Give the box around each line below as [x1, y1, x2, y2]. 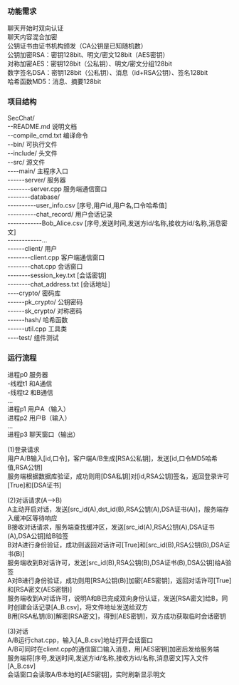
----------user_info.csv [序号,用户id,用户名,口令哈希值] [7, 201, 167, 210]
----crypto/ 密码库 [7, 289, 61, 297]
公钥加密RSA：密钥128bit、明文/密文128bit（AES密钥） [7, 51, 169, 59]
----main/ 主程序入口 [7, 166, 69, 175]
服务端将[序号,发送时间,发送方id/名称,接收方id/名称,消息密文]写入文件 [7, 654, 209, 662]
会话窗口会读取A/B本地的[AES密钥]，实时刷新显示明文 [7, 670, 166, 679]
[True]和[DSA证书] [7, 480, 62, 489]
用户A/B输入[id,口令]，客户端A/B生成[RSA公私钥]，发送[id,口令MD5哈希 [7, 454, 218, 463]
